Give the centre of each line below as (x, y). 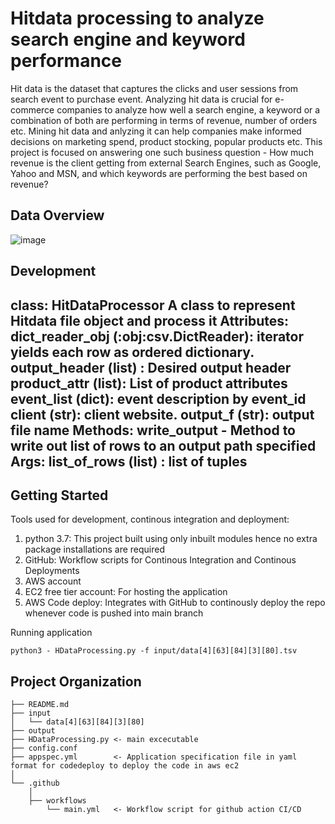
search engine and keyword (128, 39)
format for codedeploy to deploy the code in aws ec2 (125, 766)
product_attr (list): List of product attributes (149, 383)
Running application (51, 633)
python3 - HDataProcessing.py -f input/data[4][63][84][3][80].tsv (154, 651)
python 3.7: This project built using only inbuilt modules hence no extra (171, 539)
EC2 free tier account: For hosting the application (126, 592)
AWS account (53, 581)
